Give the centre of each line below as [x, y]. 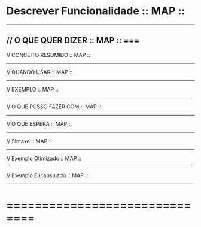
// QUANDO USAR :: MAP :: [39, 72]
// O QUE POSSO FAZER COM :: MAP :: [54, 107]
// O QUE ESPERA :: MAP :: [39, 123]
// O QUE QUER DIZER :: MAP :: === [73, 40]
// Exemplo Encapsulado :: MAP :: [47, 175]
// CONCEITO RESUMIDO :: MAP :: [48, 55]
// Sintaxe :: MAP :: [29, 141]
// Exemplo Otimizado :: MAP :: [44, 158]
